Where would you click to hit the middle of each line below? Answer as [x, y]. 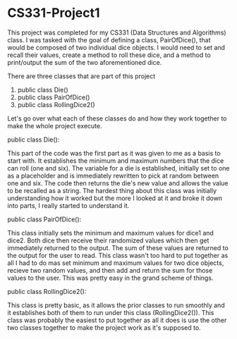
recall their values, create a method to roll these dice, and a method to [109, 55]
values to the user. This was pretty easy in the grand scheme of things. [110, 278]
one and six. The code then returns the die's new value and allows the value [118, 183]
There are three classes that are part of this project [81, 76]
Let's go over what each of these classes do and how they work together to [117, 118]
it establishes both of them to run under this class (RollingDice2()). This [111, 312]
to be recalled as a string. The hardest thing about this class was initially [112, 190]
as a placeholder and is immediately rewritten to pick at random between [113, 175]
